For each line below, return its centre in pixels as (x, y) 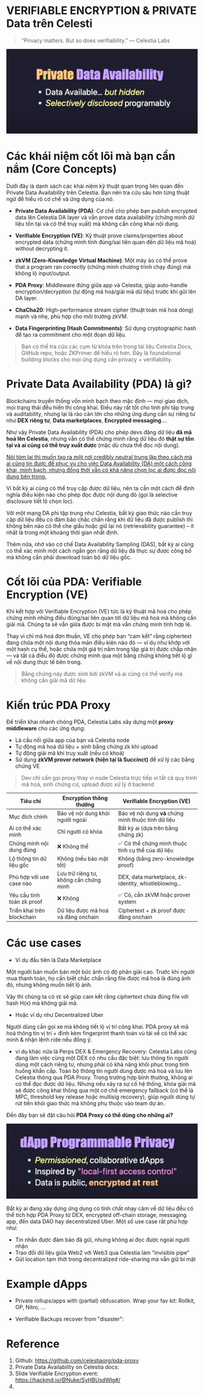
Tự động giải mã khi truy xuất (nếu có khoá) (70, 753)
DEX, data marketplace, (148, 877)
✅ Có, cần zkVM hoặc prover (155, 895)
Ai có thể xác (25, 828)
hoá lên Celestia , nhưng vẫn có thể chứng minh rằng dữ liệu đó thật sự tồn (100, 438)
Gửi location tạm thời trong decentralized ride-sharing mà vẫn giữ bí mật (105, 1259)
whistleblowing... (161, 883)
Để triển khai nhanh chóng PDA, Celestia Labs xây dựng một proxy (90, 722)
